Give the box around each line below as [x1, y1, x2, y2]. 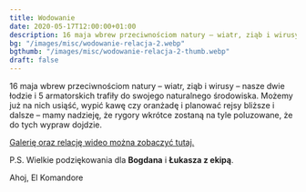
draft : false [9, 56, 59, 65]
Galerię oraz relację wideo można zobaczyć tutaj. [9, 137, 195, 147]
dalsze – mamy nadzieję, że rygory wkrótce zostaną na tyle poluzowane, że [9, 110, 293, 120]
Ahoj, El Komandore [9, 172, 84, 183]
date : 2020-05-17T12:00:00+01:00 [9, 22, 137, 31]
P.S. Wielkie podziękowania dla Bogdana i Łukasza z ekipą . [9, 155, 234, 165]
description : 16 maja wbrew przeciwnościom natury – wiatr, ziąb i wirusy [9, 30, 300, 39]
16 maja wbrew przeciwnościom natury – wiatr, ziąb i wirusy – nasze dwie [9, 81, 285, 91]
